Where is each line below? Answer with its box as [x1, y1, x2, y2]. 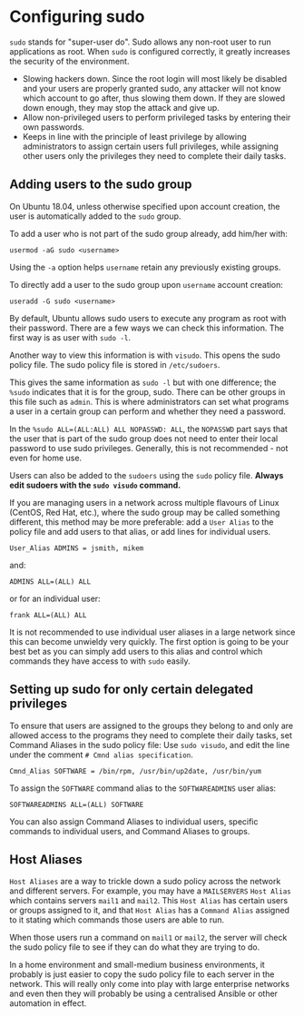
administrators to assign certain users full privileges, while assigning [22, 141, 279, 152]
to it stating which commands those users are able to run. [9, 914, 225, 925]
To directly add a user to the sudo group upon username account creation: [9, 279, 284, 290]
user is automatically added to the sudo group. [9, 211, 181, 222]
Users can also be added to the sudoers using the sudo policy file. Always [9, 469, 284, 480]
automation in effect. [9, 998, 87, 1009]
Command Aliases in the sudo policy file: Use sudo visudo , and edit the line [9, 739, 290, 750]
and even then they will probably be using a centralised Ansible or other [9, 988, 279, 1000]
